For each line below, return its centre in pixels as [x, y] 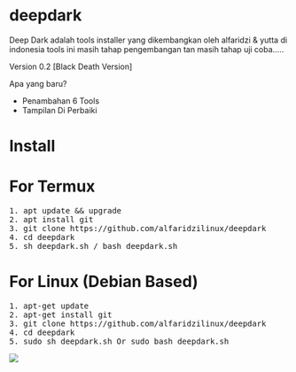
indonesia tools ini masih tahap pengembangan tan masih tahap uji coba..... [147, 49]
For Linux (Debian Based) [104, 282]
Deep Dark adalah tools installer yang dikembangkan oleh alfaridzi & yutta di [148, 40]
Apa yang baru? [38, 83]
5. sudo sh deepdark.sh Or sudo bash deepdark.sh [119, 341]
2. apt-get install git [61, 315]
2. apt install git [51, 220]
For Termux [52, 186]
